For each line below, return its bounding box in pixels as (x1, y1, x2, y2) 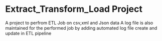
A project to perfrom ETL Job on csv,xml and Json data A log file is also (5, 20, 153, 26)
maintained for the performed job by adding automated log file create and (5, 25, 157, 31)
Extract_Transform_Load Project (5, 3, 143, 15)
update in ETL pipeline (5, 30, 52, 36)
